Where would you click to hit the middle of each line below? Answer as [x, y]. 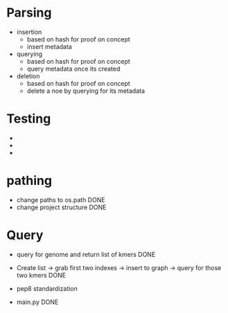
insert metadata [49, 46]
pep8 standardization [47, 288]
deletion [28, 76]
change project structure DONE [61, 207]
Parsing [29, 13]
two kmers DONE [41, 275]
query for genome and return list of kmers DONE [86, 254]
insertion [29, 32]
